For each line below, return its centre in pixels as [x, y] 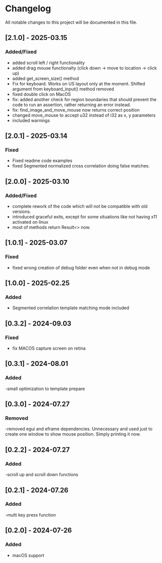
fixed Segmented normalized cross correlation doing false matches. [81, 166]
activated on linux [30, 222]
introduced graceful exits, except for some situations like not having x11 [85, 217]
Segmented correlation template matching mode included [71, 308]
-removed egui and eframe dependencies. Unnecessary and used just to [79, 429]
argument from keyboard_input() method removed [63, 89]
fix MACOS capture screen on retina [49, 348]
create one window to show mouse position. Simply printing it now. [73, 434]
